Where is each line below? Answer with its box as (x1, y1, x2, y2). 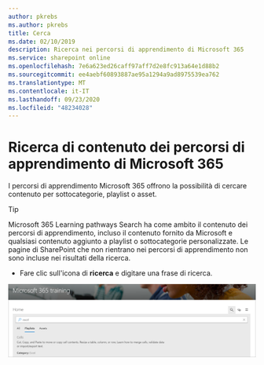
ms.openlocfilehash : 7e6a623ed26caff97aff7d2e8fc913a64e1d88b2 (8, 63, 220, 71)
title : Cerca (8, 29, 51, 37)
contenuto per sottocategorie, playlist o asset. (8, 189, 157, 199)
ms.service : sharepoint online (8, 54, 111, 62)
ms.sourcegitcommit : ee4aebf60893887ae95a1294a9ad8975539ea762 (8, 71, 220, 78)
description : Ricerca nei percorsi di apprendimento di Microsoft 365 (8, 46, 244, 54)
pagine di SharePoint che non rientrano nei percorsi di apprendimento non (8, 245, 249, 254)
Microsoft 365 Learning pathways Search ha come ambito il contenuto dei (8, 220, 248, 229)
